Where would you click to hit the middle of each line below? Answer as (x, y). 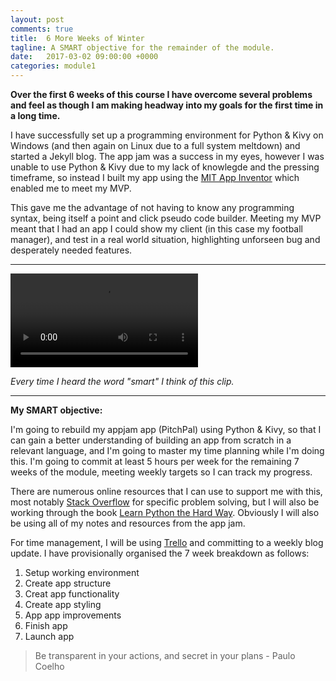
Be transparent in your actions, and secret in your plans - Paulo (165, 655)
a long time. (35, 115)
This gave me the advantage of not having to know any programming (152, 207)
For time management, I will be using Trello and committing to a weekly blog (167, 542)
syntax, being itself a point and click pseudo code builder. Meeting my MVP (166, 218)
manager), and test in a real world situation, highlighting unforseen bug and (165, 239)
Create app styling (63, 604)
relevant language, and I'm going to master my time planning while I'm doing (167, 450)
